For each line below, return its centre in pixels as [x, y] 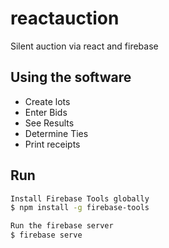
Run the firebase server [62, 226]
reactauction [65, 18]
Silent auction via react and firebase [84, 46]
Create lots [47, 101]
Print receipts [52, 144]
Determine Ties [56, 133]
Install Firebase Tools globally [80, 198]
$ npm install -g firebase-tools [80, 208]
